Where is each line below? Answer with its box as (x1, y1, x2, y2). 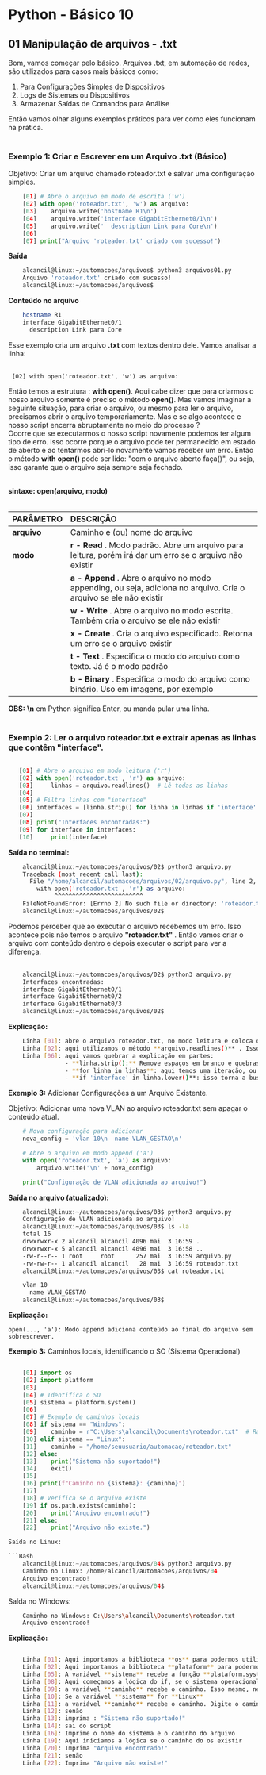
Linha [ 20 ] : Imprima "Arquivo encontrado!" (22, 1744, 169, 1752)
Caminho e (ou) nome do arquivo (70, 526, 193, 537)
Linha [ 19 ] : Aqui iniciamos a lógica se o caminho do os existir (22, 1736, 243, 1745)
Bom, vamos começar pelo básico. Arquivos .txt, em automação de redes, (8, 58, 249, 67)
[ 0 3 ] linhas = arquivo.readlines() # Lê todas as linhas (18, 782, 228, 790)
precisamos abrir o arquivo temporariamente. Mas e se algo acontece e (8, 411, 241, 421)
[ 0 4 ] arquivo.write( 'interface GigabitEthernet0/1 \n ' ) (22, 214, 218, 223)
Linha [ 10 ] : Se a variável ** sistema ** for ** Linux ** (22, 1692, 203, 1700)
